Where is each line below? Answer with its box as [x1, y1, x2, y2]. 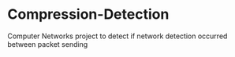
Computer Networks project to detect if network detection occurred [7, 31, 228, 41]
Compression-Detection [7, 5, 170, 23]
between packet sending [7, 39, 88, 48]
